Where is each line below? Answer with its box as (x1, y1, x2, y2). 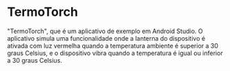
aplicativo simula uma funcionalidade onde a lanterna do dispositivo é (7, 34, 206, 42)
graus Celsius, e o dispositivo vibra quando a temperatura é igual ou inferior (7, 49, 223, 57)
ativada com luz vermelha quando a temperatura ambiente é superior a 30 (7, 41, 219, 50)
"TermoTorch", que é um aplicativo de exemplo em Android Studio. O (7, 27, 203, 35)
